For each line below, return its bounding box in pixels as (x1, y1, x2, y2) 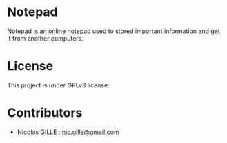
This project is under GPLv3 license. (7, 80, 110, 89)
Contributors (7, 105, 83, 121)
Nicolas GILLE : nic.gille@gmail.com (17, 128, 119, 136)
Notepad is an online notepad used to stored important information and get (7, 27, 221, 35)
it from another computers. (7, 34, 84, 42)
